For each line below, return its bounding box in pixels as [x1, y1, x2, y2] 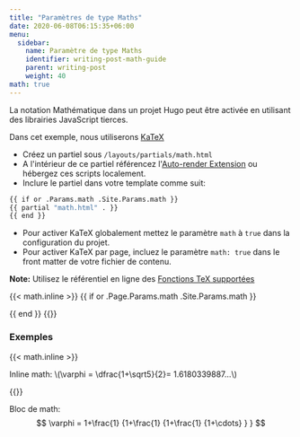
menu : [9, 30, 30, 39]
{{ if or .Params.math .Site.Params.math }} [9, 195, 179, 204]
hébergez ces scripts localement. [22, 168, 146, 179]
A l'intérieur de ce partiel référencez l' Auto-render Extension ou [22, 158, 258, 169]
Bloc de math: [9, 403, 61, 414]
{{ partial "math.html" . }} [9, 203, 119, 212]
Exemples [9, 331, 54, 344]
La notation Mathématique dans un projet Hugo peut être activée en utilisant [9, 104, 291, 115]
